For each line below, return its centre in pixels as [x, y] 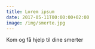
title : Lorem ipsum [30, 12]
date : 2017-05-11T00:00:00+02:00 [48, 17]
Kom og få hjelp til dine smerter [45, 40]
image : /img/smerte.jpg [36, 23]
